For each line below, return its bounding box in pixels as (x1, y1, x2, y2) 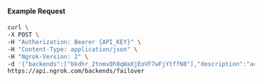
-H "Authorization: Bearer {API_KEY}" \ (7, 38, 142, 46)
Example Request (7, 6, 66, 16)
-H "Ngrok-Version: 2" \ (7, 52, 89, 60)
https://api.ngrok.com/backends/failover (7, 67, 145, 75)
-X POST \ (7, 31, 40, 39)
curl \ (7, 23, 29, 31)
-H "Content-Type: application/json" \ (7, 45, 138, 53)
